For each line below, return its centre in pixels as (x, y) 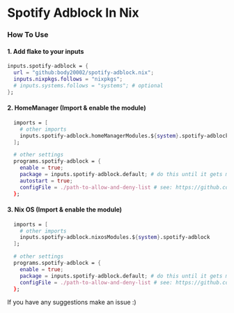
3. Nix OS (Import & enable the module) (65, 210)
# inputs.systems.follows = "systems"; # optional (88, 85)
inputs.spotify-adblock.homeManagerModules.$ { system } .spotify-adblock (124, 136)
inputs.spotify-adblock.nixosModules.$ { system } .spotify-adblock (115, 238)
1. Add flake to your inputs (46, 51)
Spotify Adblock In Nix (73, 13)
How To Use (28, 35)
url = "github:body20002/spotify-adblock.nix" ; (84, 73)
